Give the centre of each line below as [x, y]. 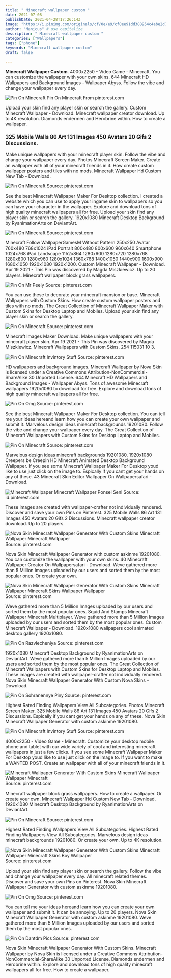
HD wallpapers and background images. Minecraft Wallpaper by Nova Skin [83, 367]
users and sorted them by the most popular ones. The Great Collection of [82, 664]
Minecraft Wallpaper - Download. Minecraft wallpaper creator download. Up [85, 113]
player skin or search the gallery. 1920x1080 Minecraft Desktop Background [85, 218]
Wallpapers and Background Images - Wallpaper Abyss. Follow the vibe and [85, 83]
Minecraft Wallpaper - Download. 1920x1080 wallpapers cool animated [80, 628]
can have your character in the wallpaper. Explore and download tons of [81, 206]
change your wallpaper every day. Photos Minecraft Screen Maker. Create [83, 160]
